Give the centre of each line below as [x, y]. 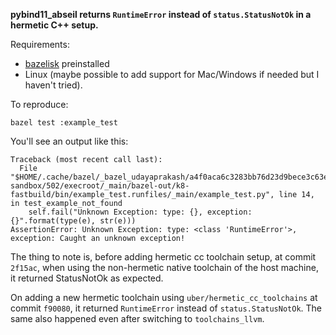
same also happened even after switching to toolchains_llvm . [137, 318]
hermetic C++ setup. [54, 25]
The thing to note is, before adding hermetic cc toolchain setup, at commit [163, 257]
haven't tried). [53, 85]
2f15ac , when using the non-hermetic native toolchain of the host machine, [164, 267]
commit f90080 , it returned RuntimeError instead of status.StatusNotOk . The [166, 308]
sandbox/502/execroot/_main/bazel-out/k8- [100, 186]
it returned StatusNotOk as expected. [87, 278]
